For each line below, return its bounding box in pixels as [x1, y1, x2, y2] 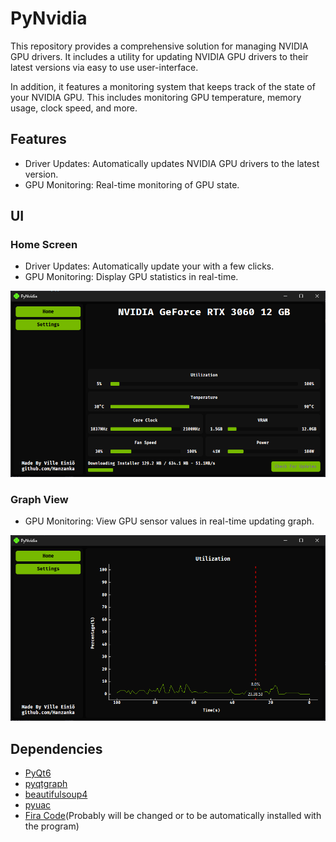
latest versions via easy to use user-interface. [10, 61, 199, 73]
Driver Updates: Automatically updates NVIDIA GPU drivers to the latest [24, 157, 320, 169]
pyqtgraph [24, 778, 68, 790]
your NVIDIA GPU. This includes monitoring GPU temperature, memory [10, 91, 302, 103]
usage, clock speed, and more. [10, 102, 138, 114]
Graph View [10, 492, 69, 506]
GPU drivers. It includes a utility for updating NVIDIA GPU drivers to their [10, 50, 309, 62]
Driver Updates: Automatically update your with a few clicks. [24, 260, 275, 272]
